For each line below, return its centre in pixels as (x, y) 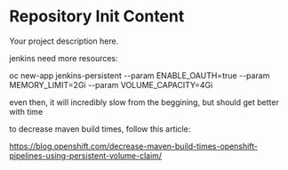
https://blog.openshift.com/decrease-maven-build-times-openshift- (134, 146)
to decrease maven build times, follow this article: (100, 129)
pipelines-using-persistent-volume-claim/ (86, 155)
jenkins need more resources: (64, 58)
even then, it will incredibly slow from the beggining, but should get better (144, 102)
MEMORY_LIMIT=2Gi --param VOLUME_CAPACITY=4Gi (111, 85)
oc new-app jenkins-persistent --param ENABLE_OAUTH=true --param (140, 75)
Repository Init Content (97, 16)
